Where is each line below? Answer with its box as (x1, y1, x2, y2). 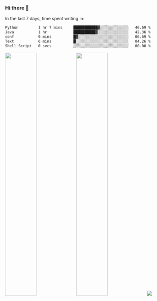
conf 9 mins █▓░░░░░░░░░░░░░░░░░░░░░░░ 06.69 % (5, 34, 151, 39)
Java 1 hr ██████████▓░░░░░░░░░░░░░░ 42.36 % (5, 30, 151, 35)
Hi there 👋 (5, 4, 30, 11)
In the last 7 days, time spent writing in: (5, 16, 85, 22)
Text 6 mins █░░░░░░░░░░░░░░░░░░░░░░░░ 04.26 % (5, 39, 151, 44)
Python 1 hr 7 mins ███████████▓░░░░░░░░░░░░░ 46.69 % (5, 25, 151, 30)
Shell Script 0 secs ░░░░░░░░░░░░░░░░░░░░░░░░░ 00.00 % (5, 43, 151, 48)
